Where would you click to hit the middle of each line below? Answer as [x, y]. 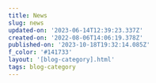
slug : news [26, 23]
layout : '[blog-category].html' [61, 60]
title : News [28, 15]
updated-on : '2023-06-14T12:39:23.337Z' [76, 30]
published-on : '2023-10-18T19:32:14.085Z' [79, 45]
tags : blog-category [42, 67]
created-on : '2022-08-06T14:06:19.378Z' [76, 38]
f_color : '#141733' [40, 52]
